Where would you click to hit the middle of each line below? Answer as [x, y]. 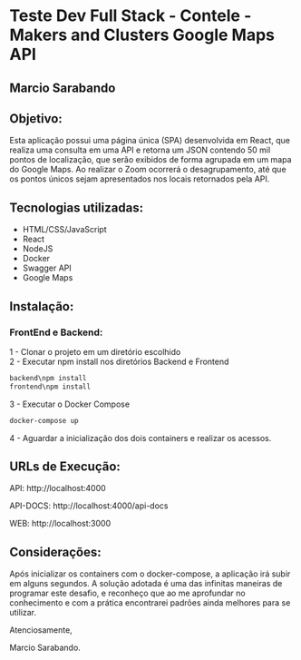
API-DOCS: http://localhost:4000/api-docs [89, 506]
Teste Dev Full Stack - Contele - [131, 16]
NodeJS [38, 249]
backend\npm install [49, 378]
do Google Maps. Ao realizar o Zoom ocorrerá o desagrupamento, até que [148, 170]
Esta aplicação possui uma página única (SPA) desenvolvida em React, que [150, 141]
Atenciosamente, [41, 630]
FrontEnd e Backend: [56, 332]
